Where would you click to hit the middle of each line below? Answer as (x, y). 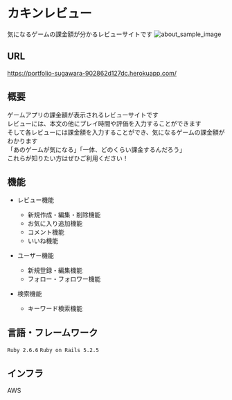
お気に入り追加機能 (55, 224)
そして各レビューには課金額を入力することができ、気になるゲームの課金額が (116, 132)
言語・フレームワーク (53, 332)
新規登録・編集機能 (55, 270)
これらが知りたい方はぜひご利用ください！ (68, 158)
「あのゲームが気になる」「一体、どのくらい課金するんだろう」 (96, 149)
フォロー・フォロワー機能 (64, 279)
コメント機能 (46, 232)
